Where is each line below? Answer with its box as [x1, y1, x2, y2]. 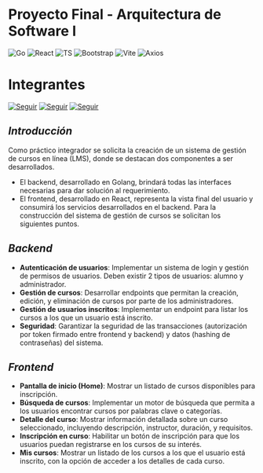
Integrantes [8, 76, 86, 93]
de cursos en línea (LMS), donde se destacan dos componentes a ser [8, 153, 233, 163]
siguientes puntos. [19, 218, 80, 229]
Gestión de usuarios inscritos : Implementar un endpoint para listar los [19, 304, 249, 313]
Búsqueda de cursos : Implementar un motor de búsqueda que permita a [19, 398, 255, 408]
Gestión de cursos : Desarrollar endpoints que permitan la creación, [19, 288, 239, 297]
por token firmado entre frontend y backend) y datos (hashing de [19, 329, 231, 339]
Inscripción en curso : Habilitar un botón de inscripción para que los [19, 431, 240, 441]
